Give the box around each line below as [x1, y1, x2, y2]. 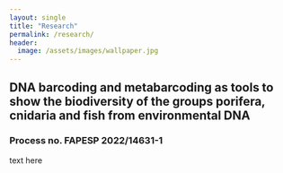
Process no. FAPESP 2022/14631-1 [9, 134, 164, 147]
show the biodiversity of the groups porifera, [9, 93, 266, 108]
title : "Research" [9, 22, 78, 30]
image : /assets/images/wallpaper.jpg [17, 47, 159, 56]
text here [9, 154, 43, 166]
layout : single [9, 13, 66, 22]
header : [9, 38, 39, 48]
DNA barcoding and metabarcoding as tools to [9, 80, 274, 95]
